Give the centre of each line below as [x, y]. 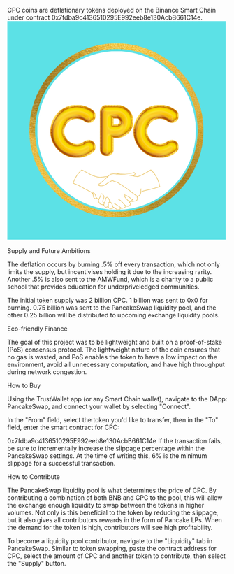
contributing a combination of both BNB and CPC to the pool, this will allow [115, 498]
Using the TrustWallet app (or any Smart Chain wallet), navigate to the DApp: [117, 399]
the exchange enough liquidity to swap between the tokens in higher [106, 505]
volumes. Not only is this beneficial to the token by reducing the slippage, [113, 512]
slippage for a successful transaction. [61, 463]
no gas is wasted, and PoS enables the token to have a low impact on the [112, 357]
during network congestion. [47, 372]
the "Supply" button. [37, 563]
